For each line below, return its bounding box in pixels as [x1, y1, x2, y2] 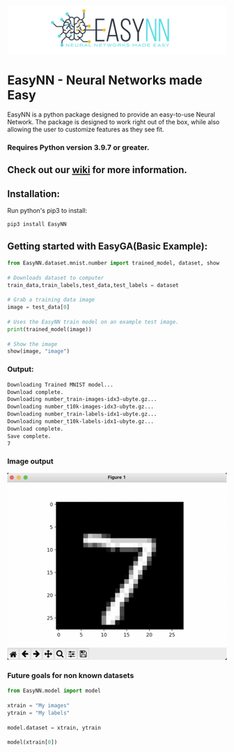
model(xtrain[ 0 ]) [7, 739, 58, 746]
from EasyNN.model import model [7, 687, 101, 695]
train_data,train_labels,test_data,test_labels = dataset [7, 281, 179, 288]
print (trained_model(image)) [7, 325, 92, 333]
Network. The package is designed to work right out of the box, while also [7, 118, 220, 126]
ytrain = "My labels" [7, 709, 70, 716]
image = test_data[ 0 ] [7, 304, 70, 311]
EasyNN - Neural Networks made [7, 73, 203, 89]
